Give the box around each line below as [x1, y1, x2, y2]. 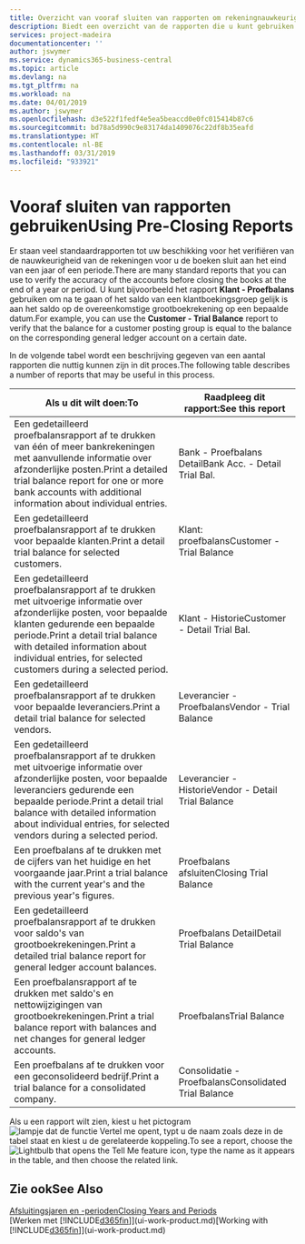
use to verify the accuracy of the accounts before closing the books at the [9, 275, 288, 286]
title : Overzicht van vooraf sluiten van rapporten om [9, 13, 221, 23]
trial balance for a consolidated [14, 1081, 147, 1094]
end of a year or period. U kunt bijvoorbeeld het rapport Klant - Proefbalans [9, 284, 295, 296]
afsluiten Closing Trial [178, 867, 269, 879]
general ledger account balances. [14, 961, 157, 974]
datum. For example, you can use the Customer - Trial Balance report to [9, 313, 279, 324]
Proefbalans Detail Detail [178, 927, 281, 939]
